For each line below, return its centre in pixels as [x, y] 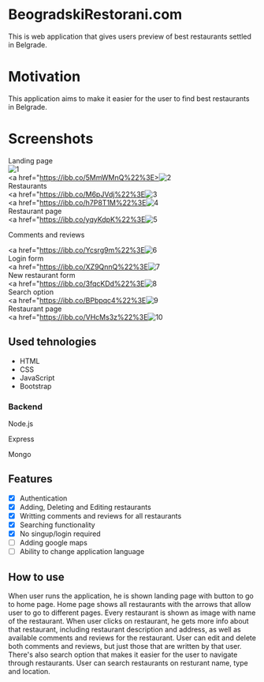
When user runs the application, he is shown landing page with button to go [131, 596]
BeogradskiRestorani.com [95, 15]
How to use [36, 577]
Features [30, 479]
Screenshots [51, 139]
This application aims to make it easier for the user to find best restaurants [129, 98]
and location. [30, 671]
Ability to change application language [82, 552]
